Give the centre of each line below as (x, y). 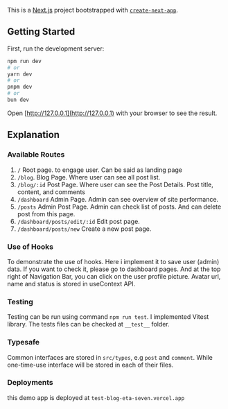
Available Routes (36, 155)
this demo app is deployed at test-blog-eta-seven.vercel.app (96, 397)
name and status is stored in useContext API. (71, 284)
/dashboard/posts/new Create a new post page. (84, 229)
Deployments (30, 383)
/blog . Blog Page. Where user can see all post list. (89, 177)
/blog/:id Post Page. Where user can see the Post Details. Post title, (115, 184)
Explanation (34, 135)
